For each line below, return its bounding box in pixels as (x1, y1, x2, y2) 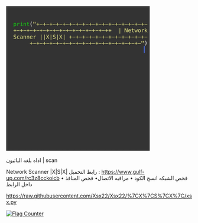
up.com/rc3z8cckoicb (6, 174, 60, 181)
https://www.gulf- (101, 168, 145, 175)
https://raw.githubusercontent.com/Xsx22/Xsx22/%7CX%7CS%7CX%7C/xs (6, 192, 192, 199)
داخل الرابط (6, 181, 33, 187)
